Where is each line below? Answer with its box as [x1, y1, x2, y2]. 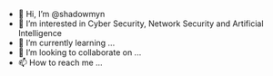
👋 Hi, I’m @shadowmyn [17, 9, 106, 19]
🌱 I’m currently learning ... [17, 37, 116, 48]
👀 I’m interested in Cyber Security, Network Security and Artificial [17, 18, 264, 29]
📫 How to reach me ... [17, 57, 103, 68]
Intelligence [17, 28, 62, 38]
